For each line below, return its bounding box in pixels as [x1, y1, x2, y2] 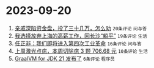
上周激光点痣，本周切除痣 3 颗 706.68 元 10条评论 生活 [14, 47, 148, 55]
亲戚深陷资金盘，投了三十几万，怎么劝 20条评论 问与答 [14, 24, 147, 32]
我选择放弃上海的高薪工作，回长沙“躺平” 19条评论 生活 [14, 32, 147, 39]
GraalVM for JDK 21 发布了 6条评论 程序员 [14, 55, 116, 62]
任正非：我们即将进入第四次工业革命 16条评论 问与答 [14, 39, 142, 47]
